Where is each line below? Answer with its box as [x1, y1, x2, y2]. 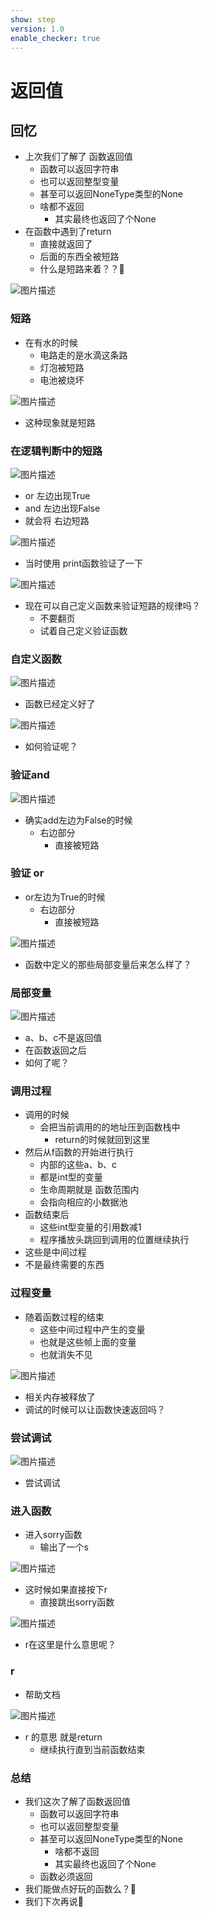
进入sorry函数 [24, 1529, 83, 1541]
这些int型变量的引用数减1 [39, 1221, 142, 1233]
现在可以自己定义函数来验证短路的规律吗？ [24, 599, 201, 611]
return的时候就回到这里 [54, 1134, 151, 1146]
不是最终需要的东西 [24, 1259, 105, 1271]
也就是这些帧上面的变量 [39, 1336, 137, 1348]
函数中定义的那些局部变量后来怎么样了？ [24, 958, 192, 970]
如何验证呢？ [24, 741, 78, 753]
